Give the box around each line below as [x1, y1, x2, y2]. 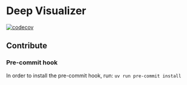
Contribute [6, 41, 48, 51]
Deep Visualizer [6, 4, 86, 18]
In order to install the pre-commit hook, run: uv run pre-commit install [6, 72, 182, 79]
